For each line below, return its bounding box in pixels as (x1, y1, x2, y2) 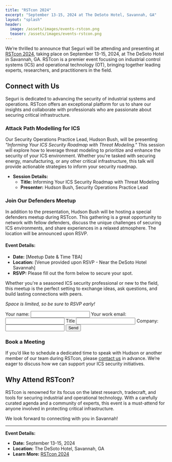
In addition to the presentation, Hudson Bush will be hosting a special (5, 208, 152, 215)
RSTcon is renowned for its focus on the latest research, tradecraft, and (5, 389, 156, 395)
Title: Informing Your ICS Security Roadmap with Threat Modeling (20, 179, 160, 185)
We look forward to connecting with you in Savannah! (5, 415, 118, 422)
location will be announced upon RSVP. (5, 230, 89, 237)
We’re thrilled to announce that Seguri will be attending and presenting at (5, 46, 160, 51)
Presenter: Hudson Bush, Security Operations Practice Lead (20, 184, 148, 191)
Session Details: (12, 174, 49, 180)
